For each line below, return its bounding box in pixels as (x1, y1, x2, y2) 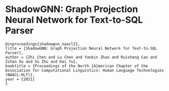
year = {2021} (5, 76, 35, 81)
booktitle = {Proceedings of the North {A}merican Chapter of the (5, 63, 148, 68)
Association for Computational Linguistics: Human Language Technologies (5, 68, 164, 73)
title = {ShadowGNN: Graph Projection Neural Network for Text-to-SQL (5, 46, 157, 51)
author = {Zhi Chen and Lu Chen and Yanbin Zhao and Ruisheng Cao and (5, 54, 157, 60)
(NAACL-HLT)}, (5, 72, 35, 77)
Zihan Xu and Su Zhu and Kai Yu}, (5, 59, 78, 64)
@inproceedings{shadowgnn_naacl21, (5, 41, 80, 46)
